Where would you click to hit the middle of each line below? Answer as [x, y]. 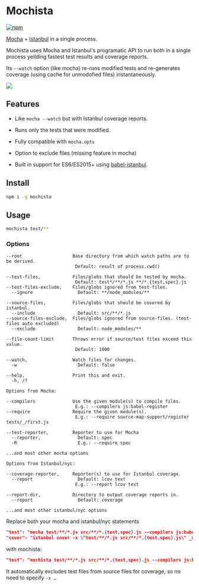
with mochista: [24, 549]
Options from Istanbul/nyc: [41, 464]
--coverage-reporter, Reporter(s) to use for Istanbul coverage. [94, 474]
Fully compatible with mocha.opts [55, 141]
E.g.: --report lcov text [107, 484]
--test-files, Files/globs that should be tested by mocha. [96, 277]
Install [18, 183]
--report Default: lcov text [69, 479]
